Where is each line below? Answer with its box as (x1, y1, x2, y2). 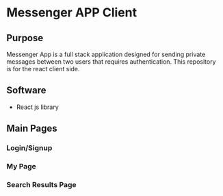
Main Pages (6, 123, 57, 134)
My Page (6, 162, 37, 171)
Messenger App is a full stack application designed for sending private (6, 50, 206, 58)
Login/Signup (6, 143, 53, 153)
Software (6, 84, 47, 97)
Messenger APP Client (6, 5, 137, 21)
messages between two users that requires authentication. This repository (6, 58, 216, 66)
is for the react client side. (6, 65, 80, 73)
